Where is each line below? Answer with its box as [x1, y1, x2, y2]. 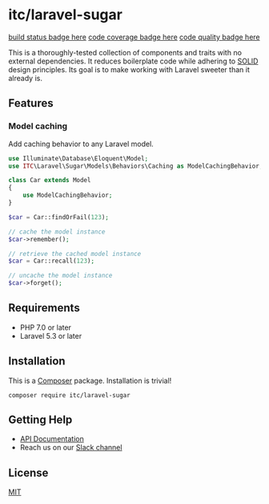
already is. [8, 73, 42, 83]
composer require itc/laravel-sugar [8, 391, 130, 399]
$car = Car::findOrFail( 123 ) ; [8, 213, 110, 222]
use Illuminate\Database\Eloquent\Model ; [8, 154, 149, 162]
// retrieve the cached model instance [8, 250, 142, 258]
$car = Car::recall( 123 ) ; [8, 257, 94, 266]
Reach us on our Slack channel [19, 443, 122, 453]
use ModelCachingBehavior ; [22, 191, 113, 200]
